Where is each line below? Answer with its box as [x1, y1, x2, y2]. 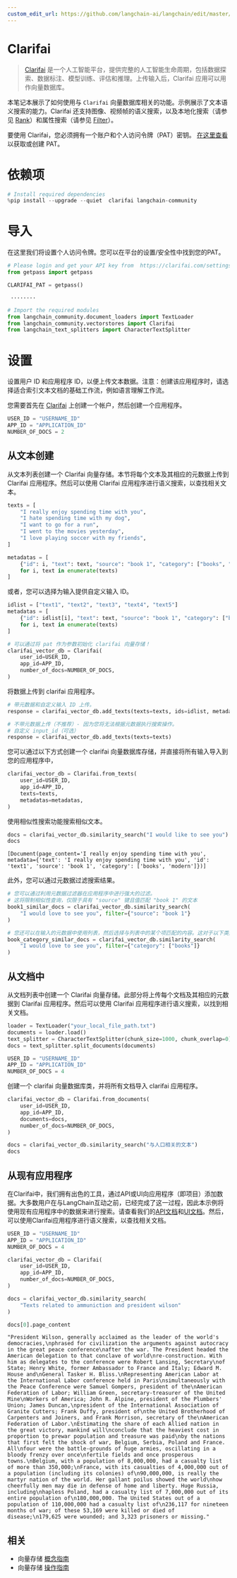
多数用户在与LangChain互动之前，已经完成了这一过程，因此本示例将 [25, 1198, 224, 1206]
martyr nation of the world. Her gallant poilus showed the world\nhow [7, 1476, 222, 1483]
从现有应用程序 [7, 1169, 73, 1182]
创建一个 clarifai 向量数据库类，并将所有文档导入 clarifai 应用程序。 [7, 1082, 202, 1090]
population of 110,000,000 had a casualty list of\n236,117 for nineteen [7, 1501, 229, 1508]
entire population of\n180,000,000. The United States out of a [7, 1495, 200, 1502]
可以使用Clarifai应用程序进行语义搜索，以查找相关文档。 [7, 1216, 171, 1224]
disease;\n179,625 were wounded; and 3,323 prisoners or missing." [7, 1514, 210, 1521]
